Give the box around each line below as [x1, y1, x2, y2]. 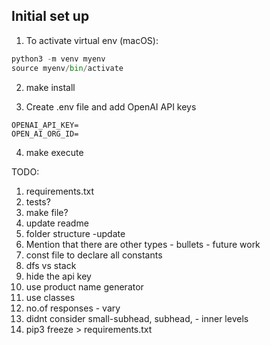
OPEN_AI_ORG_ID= [11, 129, 79, 139]
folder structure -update [25, 227, 126, 239]
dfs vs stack [25, 259, 77, 271]
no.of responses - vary [25, 302, 121, 314]
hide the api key [25, 270, 92, 282]
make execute [25, 146, 84, 158]
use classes [25, 291, 76, 303]
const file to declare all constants [25, 249, 163, 261]
